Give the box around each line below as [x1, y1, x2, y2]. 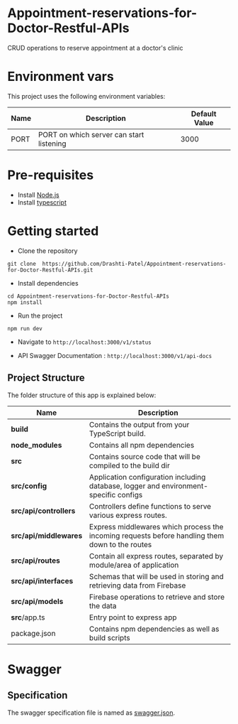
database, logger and [89, 481, 161, 491]
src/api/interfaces [11, 576, 74, 585]
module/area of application [89, 560, 179, 570]
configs [117, 490, 143, 499]
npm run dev [7, 325, 42, 332]
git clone [7, 260, 37, 267]
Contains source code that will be [89, 451, 200, 461]
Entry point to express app [89, 612, 177, 622]
